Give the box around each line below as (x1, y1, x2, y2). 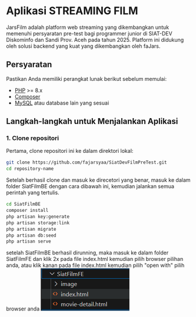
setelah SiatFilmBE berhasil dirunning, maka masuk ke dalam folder (6, 249, 169, 256)
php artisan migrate (6, 226, 57, 232)
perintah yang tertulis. (6, 189, 60, 196)
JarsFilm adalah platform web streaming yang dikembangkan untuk (6, 24, 170, 31)
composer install (6, 208, 49, 214)
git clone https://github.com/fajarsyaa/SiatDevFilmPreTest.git (6, 159, 167, 166)
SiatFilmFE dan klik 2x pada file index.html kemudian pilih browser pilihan (6, 256, 184, 263)
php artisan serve (6, 238, 51, 244)
